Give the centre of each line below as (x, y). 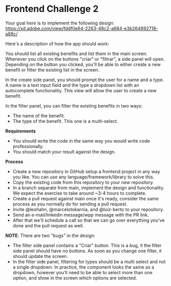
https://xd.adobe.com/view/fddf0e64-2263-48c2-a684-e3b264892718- (82, 28)
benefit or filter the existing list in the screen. (52, 70)
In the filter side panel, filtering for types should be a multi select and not (89, 262)
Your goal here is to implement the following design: (60, 23)
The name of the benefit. (39, 116)
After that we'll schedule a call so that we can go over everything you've (89, 220)
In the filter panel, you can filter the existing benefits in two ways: (74, 106)
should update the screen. (40, 256)
